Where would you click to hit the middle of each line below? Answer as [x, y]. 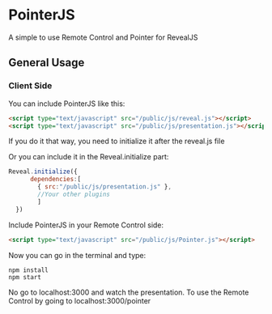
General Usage [47, 63]
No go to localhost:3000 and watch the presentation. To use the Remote [129, 292]
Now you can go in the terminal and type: [77, 255]
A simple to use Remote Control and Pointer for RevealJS [103, 37]
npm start [25, 277]
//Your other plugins [74, 194]
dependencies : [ [55, 180]
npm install [28, 270]
